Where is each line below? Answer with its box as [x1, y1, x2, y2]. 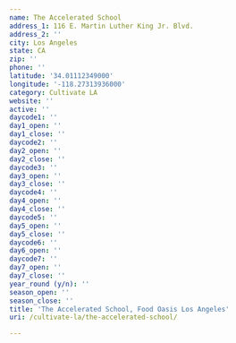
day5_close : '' [9, 229, 66, 238]
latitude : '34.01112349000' [9, 72, 114, 81]
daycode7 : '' [9, 254, 58, 264]
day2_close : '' [9, 154, 66, 164]
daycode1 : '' [9, 113, 58, 122]
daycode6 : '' [9, 238, 58, 247]
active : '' [9, 105, 50, 114]
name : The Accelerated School [9, 13, 122, 22]
